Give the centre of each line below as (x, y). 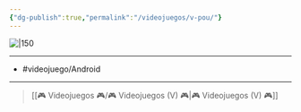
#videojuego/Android (61, 69)
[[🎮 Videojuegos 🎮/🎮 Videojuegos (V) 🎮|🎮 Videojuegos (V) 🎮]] (155, 95)
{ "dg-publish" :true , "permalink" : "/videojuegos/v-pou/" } (116, 17)
